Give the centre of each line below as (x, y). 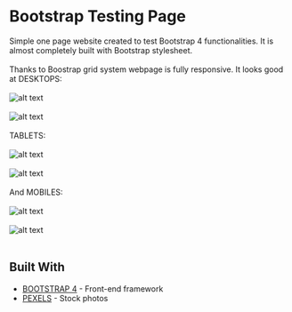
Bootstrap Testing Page (98, 16)
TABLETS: (28, 135)
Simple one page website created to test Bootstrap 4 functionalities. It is (142, 41)
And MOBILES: (36, 192)
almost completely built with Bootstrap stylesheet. (101, 50)
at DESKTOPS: (36, 78)
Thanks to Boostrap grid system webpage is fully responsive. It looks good (146, 69)
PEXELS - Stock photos (65, 298)
